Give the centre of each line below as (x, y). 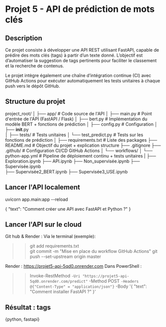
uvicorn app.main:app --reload (37, 199)
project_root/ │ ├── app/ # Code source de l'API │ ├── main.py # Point (79, 113)
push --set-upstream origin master (65, 256)
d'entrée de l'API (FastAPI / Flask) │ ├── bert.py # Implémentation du (76, 119)
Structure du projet (35, 102)
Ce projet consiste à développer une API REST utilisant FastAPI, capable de (82, 50)
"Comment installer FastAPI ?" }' (63, 292)
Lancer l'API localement (43, 187)
